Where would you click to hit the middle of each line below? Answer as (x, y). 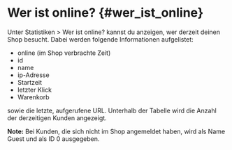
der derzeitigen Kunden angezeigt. (57, 118)
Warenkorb (34, 97)
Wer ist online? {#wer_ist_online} (106, 13)
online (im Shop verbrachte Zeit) (64, 53)
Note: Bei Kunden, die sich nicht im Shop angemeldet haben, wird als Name (116, 131)
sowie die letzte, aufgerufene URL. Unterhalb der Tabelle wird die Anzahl (112, 110)
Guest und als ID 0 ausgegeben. (53, 139)
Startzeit (30, 82)
